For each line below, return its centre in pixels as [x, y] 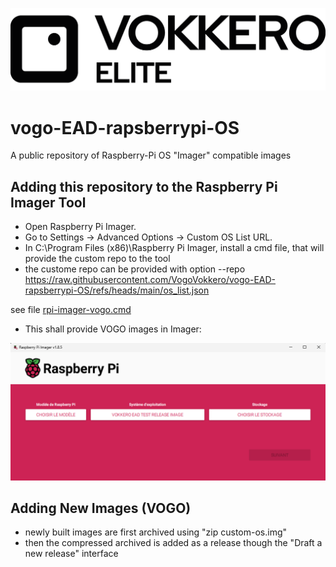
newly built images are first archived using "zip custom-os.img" [156, 532]
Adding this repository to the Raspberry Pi [144, 186]
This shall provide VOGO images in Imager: [113, 329]
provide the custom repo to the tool [97, 259]
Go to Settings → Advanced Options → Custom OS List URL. [148, 237]
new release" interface [71, 554]
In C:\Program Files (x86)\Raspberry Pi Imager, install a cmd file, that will [174, 248]
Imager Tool [48, 202]
